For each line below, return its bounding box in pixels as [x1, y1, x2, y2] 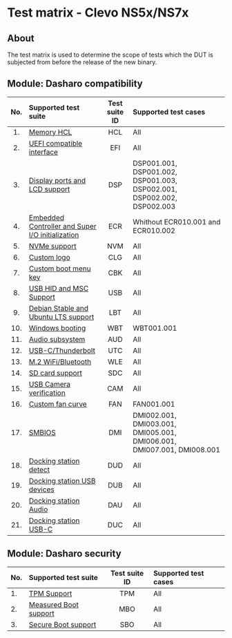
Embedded [28, 213, 64, 222]
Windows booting [28, 323, 86, 333]
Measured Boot [28, 599, 79, 609]
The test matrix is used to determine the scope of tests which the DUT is [7, 50, 213, 59]
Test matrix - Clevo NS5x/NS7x [7, 5, 189, 21]
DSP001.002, [133, 167, 177, 177]
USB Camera [28, 379, 71, 389]
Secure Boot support [28, 619, 97, 629]
